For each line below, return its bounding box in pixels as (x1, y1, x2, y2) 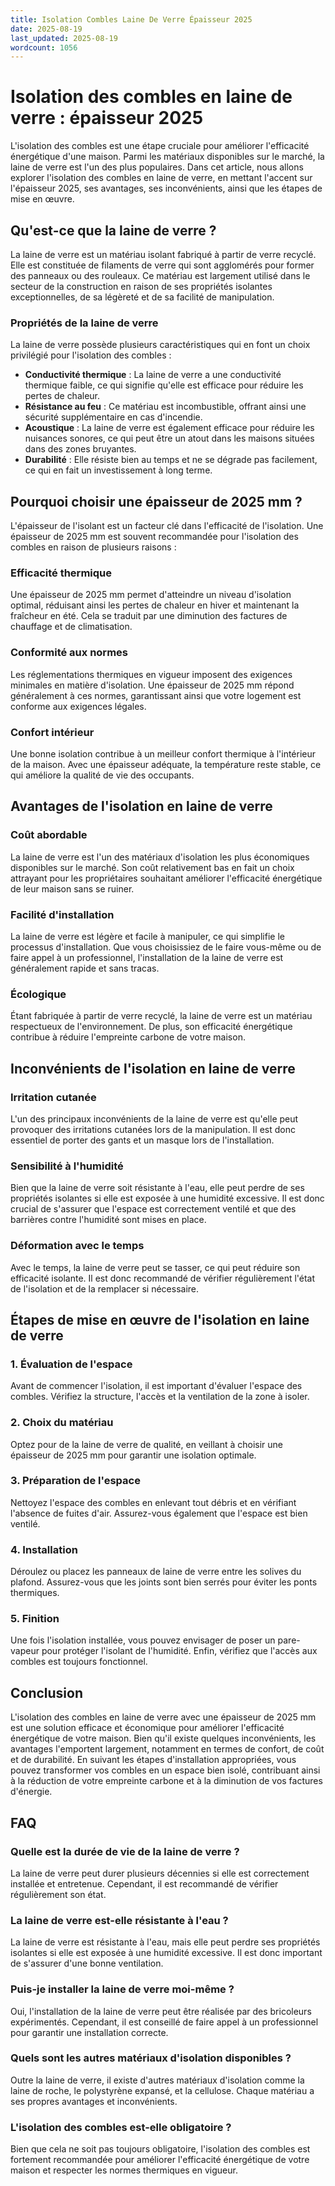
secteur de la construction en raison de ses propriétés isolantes (10, 281, 273, 292)
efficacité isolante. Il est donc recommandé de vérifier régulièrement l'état (10, 1272, 316, 1284)
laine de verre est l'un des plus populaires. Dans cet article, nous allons (10, 161, 304, 173)
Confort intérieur (10, 725, 95, 739)
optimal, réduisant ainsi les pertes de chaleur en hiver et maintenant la (10, 599, 300, 611)
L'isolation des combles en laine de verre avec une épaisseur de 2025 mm (10, 1711, 317, 1723)
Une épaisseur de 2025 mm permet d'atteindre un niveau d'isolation (10, 589, 292, 601)
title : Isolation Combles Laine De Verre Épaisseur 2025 (10, 14, 253, 25)
